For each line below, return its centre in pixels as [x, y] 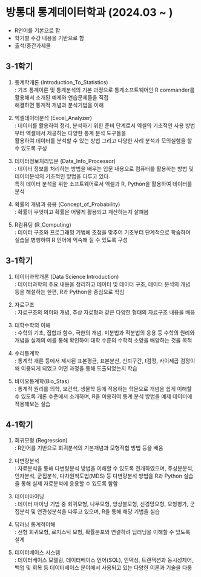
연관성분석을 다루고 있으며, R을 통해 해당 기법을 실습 [99, 512]
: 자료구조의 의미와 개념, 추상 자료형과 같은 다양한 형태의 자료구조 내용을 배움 [105, 312]
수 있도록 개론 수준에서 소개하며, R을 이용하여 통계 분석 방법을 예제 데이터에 [103, 396]
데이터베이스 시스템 [37, 553]
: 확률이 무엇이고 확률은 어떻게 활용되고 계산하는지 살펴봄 [81, 212]
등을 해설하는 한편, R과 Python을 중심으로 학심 [69, 292]
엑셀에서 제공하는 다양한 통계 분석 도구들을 [76, 133]
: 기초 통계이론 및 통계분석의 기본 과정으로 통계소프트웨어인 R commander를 [104, 90]
